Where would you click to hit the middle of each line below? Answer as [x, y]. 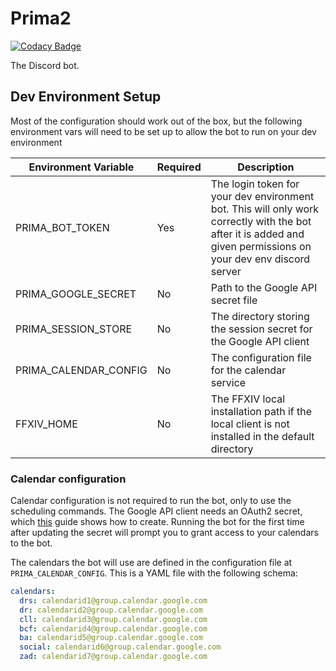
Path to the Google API [264, 287]
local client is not [250, 424]
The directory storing [260, 316]
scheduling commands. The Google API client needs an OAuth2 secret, [156, 511]
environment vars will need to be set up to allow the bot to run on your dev [163, 131]
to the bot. [31, 543]
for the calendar [248, 370]
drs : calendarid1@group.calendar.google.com [113, 600]
